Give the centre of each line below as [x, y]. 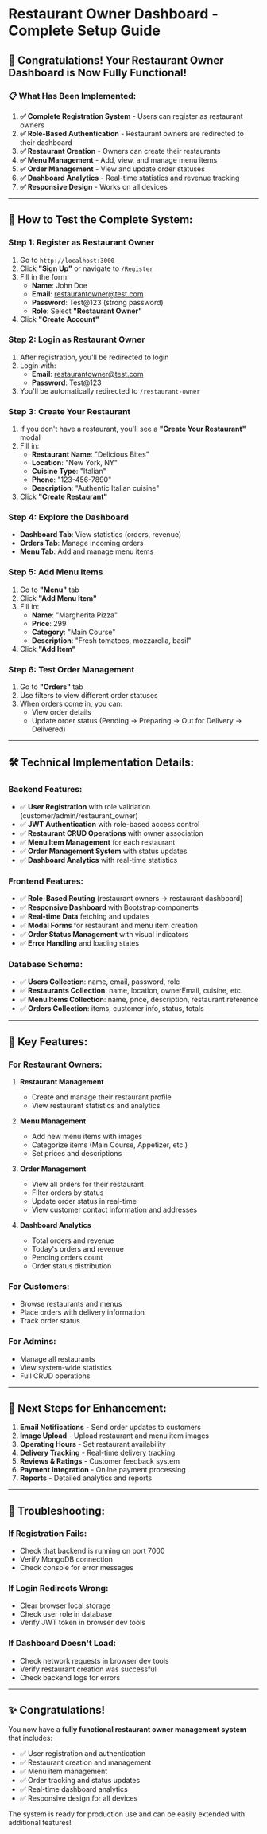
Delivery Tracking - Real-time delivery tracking [97, 1453]
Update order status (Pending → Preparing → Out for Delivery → [137, 721]
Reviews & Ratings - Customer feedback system [100, 1461]
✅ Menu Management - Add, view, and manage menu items [118, 159]
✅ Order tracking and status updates [80, 1780]
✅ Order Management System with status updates [103, 851]
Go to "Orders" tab [51, 687]
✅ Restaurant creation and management [85, 1762]
